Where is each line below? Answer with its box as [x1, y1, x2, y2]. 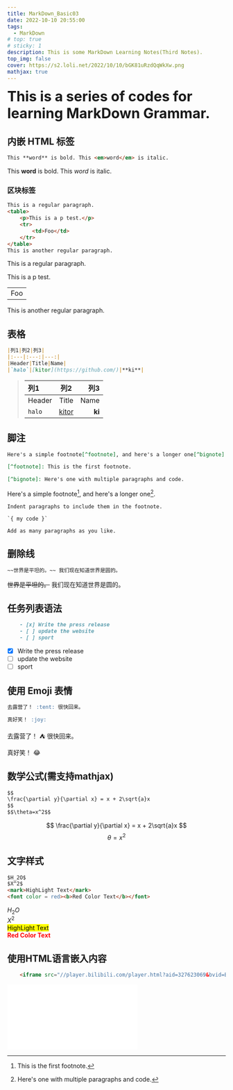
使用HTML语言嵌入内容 [7, 953, 107, 964]
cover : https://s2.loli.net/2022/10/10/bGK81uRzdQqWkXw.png [7, 62, 185, 69]
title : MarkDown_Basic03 [7, 10, 79, 17]
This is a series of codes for [7, 87, 193, 105]
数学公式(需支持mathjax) [7, 771, 114, 782]
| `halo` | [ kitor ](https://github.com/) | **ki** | [7, 366, 144, 374]
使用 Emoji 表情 [7, 685, 73, 696]
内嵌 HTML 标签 [7, 135, 75, 147]
